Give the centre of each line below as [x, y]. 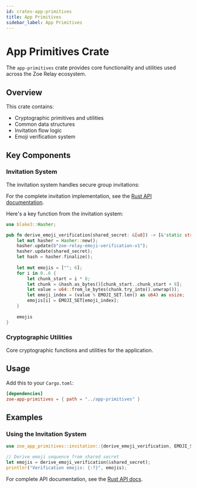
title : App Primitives [34, 17]
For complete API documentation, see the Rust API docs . [74, 479]
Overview [24, 92]
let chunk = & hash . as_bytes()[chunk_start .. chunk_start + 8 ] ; [105, 284]
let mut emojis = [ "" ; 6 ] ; [50, 268]
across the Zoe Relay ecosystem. [46, 74]
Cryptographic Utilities [39, 337]
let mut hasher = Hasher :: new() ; [57, 240]
